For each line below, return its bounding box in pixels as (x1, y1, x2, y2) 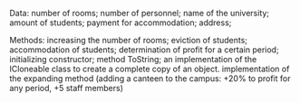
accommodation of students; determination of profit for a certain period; (9, 44, 279, 55)
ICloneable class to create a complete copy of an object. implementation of (9, 63, 290, 74)
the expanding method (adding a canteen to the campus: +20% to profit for (9, 73, 291, 84)
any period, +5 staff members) (9, 83, 124, 93)
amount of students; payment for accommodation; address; (9, 17, 232, 28)
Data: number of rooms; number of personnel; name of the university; (9, 8, 270, 18)
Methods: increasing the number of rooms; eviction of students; (9, 35, 247, 45)
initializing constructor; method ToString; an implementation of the (9, 54, 257, 64)
